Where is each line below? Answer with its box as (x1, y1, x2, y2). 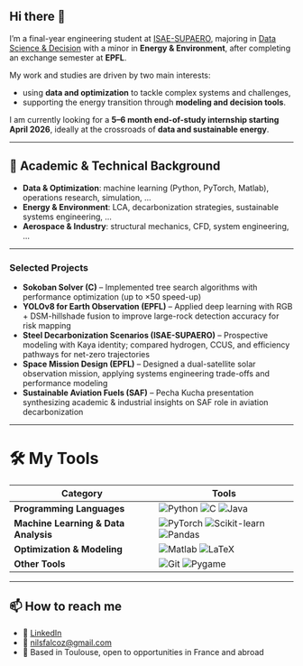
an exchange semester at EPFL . (9, 51, 127, 63)
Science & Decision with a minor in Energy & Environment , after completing (9, 42, 291, 53)
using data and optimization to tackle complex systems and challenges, (22, 87, 291, 97)
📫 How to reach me (9, 599, 123, 615)
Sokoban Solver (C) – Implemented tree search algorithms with (22, 282, 258, 292)
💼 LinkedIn (22, 627, 62, 638)
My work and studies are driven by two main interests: (9, 69, 211, 80)
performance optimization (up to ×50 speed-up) (22, 291, 202, 302)
